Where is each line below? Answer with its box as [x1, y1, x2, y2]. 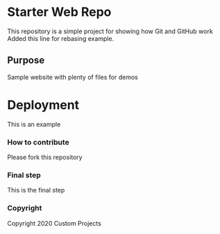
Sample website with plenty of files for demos [7, 73, 139, 81]
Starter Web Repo [7, 4, 112, 20]
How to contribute [7, 137, 69, 147]
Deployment [7, 97, 80, 113]
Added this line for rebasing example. [7, 34, 115, 42]
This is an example [7, 120, 61, 128]
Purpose [7, 55, 45, 66]
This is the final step [7, 186, 65, 195]
